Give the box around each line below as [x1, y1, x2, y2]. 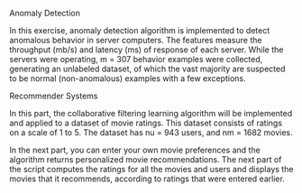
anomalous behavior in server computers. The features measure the [9, 35, 262, 45]
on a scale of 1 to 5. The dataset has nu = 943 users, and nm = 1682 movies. [9, 127, 293, 138]
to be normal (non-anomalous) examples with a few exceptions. [9, 73, 246, 84]
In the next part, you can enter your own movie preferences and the [9, 144, 261, 155]
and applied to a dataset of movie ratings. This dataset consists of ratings [9, 117, 282, 128]
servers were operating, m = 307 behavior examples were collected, [9, 54, 263, 64]
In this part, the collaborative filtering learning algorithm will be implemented [9, 108, 293, 118]
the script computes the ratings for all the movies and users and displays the [9, 164, 294, 174]
